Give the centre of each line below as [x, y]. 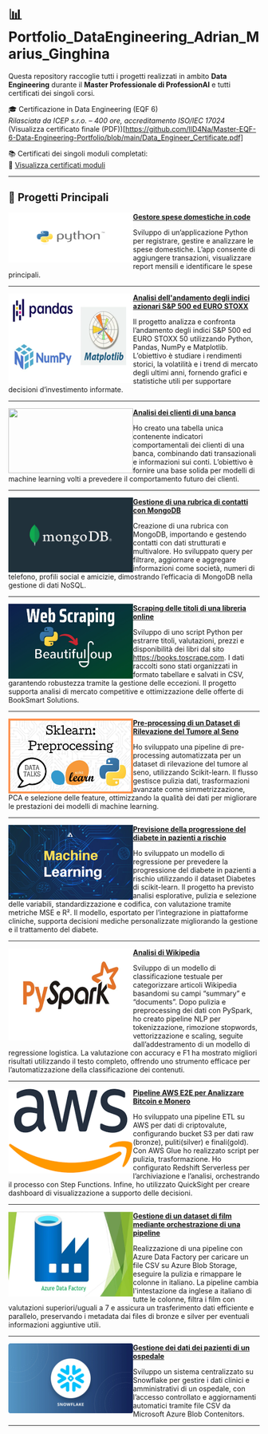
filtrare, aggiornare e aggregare [185, 560]
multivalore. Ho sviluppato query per [193, 551]
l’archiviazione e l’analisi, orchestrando [196, 1176]
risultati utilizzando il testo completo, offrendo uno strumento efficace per [130, 1061]
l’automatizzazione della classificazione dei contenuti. [97, 1069]
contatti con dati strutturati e [179, 542]
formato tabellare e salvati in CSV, [189, 674]
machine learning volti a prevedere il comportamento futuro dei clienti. [124, 478]
